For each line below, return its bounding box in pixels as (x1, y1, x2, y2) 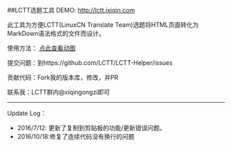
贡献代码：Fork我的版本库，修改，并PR (7, 73, 119, 81)
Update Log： (7, 109, 47, 117)
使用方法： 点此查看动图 (7, 44, 76, 52)
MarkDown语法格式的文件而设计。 (7, 30, 105, 37)
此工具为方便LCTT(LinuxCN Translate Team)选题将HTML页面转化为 (7, 21, 199, 29)
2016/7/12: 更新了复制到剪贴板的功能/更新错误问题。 (17, 124, 166, 132)
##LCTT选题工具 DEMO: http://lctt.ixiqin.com (7, 6, 135, 14)
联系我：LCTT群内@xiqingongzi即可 (7, 88, 110, 96)
